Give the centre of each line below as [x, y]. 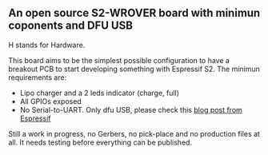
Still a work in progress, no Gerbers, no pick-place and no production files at [134, 133]
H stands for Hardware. [47, 45]
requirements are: [38, 77]
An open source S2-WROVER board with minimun [134, 13]
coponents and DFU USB [71, 26]
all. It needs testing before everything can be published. [100, 142]
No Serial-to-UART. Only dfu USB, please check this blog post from [131, 109]
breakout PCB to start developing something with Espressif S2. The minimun [134, 69]
